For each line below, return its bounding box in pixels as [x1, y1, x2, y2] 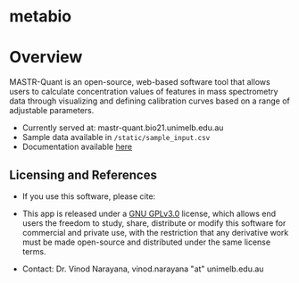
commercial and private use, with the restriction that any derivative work [21, 227, 289, 237]
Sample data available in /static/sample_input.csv [21, 132, 211, 143]
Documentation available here [21, 141, 133, 153]
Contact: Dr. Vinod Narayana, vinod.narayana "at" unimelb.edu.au [21, 263, 264, 274]
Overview [9, 47, 83, 68]
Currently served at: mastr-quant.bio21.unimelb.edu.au [21, 122, 224, 133]
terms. [21, 246, 46, 256]
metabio [9, 6, 72, 27]
